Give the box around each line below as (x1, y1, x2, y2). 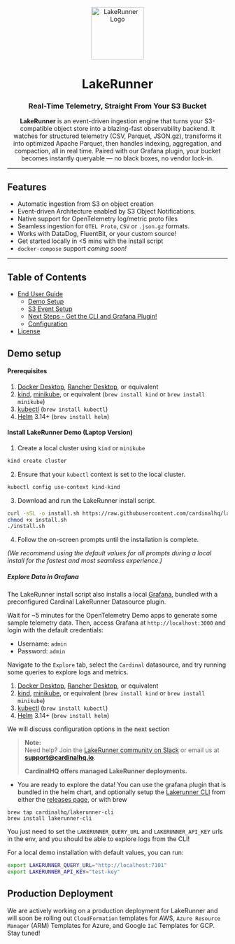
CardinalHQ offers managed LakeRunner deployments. (24, 767, 187, 775)
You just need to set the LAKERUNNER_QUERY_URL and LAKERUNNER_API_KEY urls (7, 827, 223, 836)
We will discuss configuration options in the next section (7, 725, 170, 733)
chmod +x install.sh (7, 516, 68, 523)
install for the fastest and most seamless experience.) (7, 557, 163, 565)
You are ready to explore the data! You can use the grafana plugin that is (17, 781, 227, 789)
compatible (20, 125, 52, 133)
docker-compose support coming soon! (17, 244, 127, 253)
